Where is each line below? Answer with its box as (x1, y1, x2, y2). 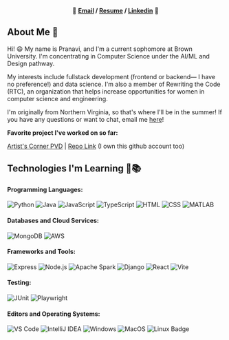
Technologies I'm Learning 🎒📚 (7, 162, 142, 175)
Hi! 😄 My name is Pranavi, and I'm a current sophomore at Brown (7, 45, 193, 53)
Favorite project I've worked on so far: (7, 128, 118, 137)
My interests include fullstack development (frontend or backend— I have (7, 72, 215, 81)
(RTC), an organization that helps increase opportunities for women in (7, 87, 205, 96)
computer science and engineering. (7, 94, 108, 103)
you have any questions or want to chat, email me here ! (7, 115, 164, 123)
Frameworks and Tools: (7, 248, 76, 256)
